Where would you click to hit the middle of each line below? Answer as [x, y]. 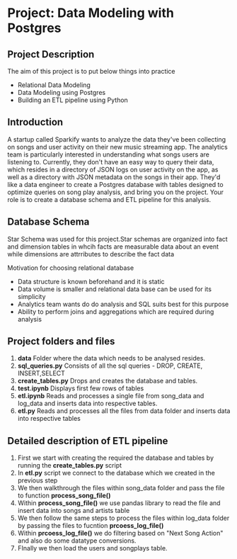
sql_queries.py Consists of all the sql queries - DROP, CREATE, [110, 366]
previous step [37, 480]
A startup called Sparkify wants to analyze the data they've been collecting [117, 139]
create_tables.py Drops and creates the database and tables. [108, 381]
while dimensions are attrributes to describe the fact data [91, 254]
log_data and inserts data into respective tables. [87, 403]
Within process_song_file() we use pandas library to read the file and [119, 503]
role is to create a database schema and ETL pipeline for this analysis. [109, 199]
